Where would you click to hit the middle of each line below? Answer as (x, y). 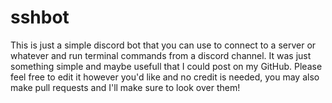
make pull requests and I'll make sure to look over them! (125, 87)
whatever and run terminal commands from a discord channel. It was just (161, 55)
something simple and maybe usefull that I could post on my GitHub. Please (166, 66)
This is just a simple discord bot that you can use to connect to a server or (163, 45)
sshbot (40, 17)
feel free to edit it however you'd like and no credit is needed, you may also (165, 77)
